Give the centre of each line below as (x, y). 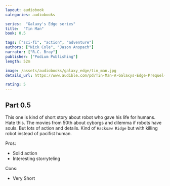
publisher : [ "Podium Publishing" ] (42, 56)
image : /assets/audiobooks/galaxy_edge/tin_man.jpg (61, 71)
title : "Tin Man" (25, 28)
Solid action (25, 153)
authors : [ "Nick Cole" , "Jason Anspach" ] (50, 47)
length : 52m (18, 61)
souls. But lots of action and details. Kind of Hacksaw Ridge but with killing (81, 128)
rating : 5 (16, 84)
